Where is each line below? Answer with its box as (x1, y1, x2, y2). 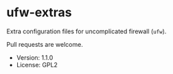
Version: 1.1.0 (16, 53, 54, 62)
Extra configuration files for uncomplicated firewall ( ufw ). (6, 27, 167, 35)
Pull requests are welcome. (6, 40, 83, 48)
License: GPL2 (16, 60, 58, 69)
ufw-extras (6, 5, 73, 20)
